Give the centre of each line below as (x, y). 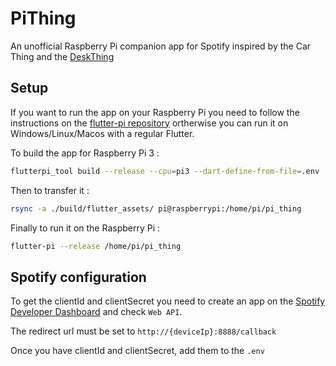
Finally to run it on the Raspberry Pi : (85, 228)
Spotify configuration (78, 277)
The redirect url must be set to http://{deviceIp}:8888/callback (143, 331)
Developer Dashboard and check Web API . (96, 312)
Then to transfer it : (50, 190)
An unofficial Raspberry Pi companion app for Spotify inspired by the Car (161, 46)
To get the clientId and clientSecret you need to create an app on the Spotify (168, 301)
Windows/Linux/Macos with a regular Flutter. (102, 133)
